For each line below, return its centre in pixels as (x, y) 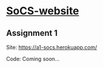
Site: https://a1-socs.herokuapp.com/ (51, 47)
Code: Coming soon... (33, 59)
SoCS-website (43, 11)
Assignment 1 (32, 33)
